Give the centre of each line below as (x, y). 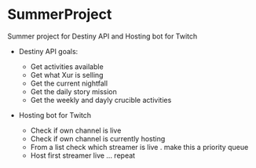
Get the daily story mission (73, 91)
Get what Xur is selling (67, 75)
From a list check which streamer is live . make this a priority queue (139, 147)
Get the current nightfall (69, 83)
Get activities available (67, 66)
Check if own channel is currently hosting (98, 138)
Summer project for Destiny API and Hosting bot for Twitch (102, 36)
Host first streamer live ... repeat (82, 155)
